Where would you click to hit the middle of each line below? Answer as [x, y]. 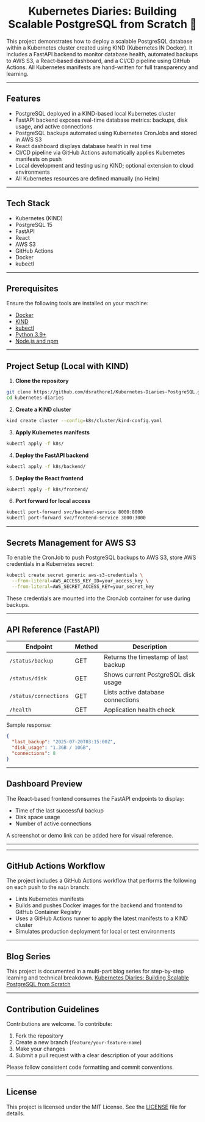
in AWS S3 [28, 139]
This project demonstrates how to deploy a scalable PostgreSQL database [100, 41]
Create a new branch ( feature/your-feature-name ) [78, 1042]
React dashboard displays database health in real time [83, 146]
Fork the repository [39, 1036]
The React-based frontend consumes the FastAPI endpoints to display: [95, 798]
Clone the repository [42, 381]
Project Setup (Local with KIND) [68, 366]
